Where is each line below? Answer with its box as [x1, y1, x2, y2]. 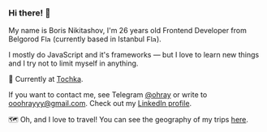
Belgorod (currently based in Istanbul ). [8, 34, 162, 44]
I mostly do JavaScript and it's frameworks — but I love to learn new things [8, 50, 260, 60]
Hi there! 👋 [8, 7, 51, 19]
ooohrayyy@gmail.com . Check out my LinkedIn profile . [8, 99, 192, 109]
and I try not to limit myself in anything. [8, 58, 139, 68]
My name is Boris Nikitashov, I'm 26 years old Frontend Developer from [8, 26, 248, 36]
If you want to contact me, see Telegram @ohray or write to [8, 90, 208, 100]
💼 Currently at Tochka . [8, 75, 84, 84]
